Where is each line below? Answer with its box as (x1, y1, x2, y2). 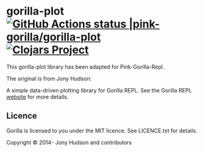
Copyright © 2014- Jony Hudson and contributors (6, 139, 132, 146)
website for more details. (6, 93, 69, 100)
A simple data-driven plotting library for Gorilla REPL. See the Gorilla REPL (6, 86, 192, 94)
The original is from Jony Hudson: (6, 75, 92, 82)
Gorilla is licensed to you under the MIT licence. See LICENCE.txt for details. (6, 126, 198, 134)
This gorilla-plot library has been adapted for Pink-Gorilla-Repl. (6, 63, 165, 71)
